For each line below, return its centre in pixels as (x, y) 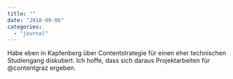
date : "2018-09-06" (36, 20)
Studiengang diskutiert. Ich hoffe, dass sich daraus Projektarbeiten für (109, 61)
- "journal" (31, 33)
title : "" (22, 14)
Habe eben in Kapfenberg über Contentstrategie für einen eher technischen (117, 53)
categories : (25, 27)
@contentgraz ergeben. (41, 68)
